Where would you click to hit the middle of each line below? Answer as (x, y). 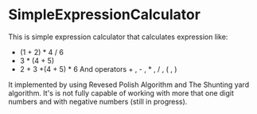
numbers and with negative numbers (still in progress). (98, 101)
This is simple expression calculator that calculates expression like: (118, 37)
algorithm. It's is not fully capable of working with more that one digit (121, 92)
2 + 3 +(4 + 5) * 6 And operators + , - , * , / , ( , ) (98, 69)
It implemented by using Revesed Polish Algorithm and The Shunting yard (128, 85)
